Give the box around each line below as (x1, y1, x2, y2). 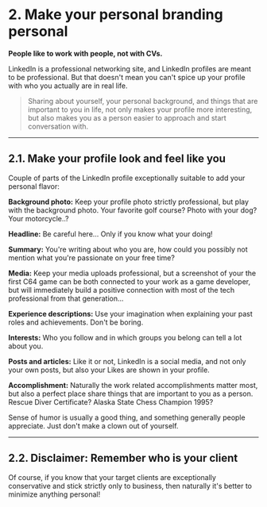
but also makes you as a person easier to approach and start (27, 113, 226, 122)
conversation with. (27, 121, 89, 131)
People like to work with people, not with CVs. (8, 48, 163, 58)
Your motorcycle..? (8, 213, 69, 223)
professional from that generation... (8, 294, 125, 303)
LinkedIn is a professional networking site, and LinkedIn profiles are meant (8, 63, 252, 73)
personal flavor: (8, 181, 60, 191)
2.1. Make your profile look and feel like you (8, 152, 226, 166)
